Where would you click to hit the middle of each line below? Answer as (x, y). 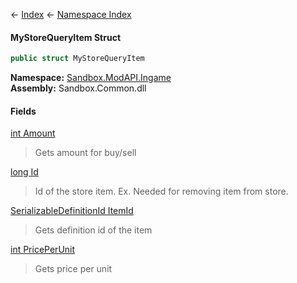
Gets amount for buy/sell (85, 153)
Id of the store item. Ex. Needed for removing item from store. (161, 191)
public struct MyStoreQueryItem (77, 59)
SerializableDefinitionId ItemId (72, 211)
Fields (23, 111)
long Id (24, 172)
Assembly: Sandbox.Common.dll (78, 88)
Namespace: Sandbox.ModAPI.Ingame (91, 78)
